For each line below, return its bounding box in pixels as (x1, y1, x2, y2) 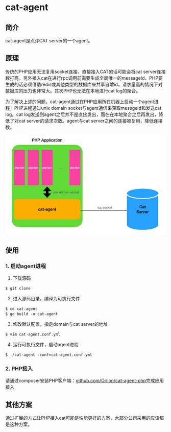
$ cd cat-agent (5, 306, 38, 311)
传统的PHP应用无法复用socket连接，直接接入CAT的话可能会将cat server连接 (5, 68, 166, 75)
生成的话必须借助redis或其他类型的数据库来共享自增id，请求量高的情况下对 (5, 81, 163, 87)
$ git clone (5, 285, 31, 291)
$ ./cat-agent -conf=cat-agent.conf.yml (5, 352, 93, 357)
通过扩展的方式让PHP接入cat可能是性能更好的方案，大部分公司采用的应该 (5, 415, 160, 421)
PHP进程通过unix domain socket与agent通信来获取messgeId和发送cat (14, 105, 162, 111)
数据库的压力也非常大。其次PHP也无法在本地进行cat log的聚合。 (5, 87, 141, 93)
